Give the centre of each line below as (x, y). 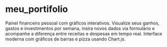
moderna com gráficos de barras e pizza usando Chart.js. (66, 39)
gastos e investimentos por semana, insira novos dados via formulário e (80, 28)
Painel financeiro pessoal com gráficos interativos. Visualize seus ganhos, (82, 23)
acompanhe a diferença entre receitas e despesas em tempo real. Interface (84, 33)
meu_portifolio (37, 9)
